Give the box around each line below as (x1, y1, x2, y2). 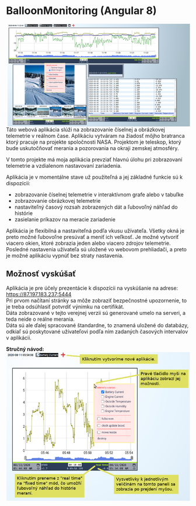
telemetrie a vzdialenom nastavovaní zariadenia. (6, 162, 122, 169)
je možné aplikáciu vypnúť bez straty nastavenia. (6, 252, 124, 259)
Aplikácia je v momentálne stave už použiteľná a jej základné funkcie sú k (6, 174, 183, 181)
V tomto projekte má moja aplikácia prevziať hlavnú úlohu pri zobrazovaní (6, 156, 183, 163)
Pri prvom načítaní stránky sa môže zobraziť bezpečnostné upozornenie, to (6, 297, 187, 304)
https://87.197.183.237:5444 (6, 290, 72, 297)
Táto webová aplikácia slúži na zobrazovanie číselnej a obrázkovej (6, 126, 165, 133)
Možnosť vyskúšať (6, 269, 76, 279)
